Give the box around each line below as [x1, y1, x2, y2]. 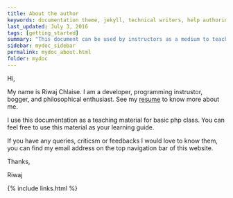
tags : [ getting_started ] [7, 29, 79, 37]
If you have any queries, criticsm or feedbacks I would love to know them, [7, 136, 218, 145]
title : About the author [7, 10, 79, 17]
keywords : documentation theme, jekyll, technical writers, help [7, 17, 200, 24]
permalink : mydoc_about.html [7, 49, 92, 56]
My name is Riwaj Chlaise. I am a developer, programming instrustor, [7, 87, 203, 96]
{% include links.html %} [7, 184, 78, 192]
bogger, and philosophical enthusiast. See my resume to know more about [7, 95, 220, 103]
